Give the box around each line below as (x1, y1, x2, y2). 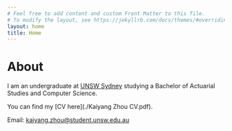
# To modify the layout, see (7, 17, 91, 23)
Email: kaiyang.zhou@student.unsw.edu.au (7, 116, 130, 124)
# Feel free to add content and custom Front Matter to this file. (7, 10, 206, 17)
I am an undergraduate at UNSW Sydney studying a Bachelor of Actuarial (7, 82, 215, 90)
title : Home (7, 29, 41, 37)
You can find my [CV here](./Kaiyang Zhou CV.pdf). (7, 103, 153, 111)
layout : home (7, 23, 45, 30)
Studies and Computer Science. (7, 89, 98, 97)
